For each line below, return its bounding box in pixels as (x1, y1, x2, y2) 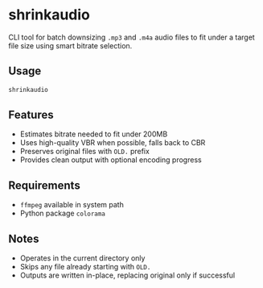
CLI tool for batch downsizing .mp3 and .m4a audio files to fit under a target (8, 32, 255, 42)
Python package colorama (19, 208, 106, 219)
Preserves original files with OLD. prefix (19, 147, 150, 157)
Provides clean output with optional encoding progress (19, 155, 203, 165)
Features (8, 108, 54, 122)
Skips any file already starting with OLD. (19, 262, 151, 272)
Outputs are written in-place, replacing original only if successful (19, 270, 236, 280)
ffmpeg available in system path (19, 200, 125, 210)
